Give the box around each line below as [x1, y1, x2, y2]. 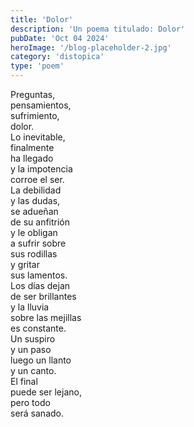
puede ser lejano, [10, 386, 82, 398]
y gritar [10, 259, 40, 270]
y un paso [10, 344, 52, 355]
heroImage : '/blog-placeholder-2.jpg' [10, 42, 172, 53]
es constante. [10, 322, 67, 334]
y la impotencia [10, 163, 73, 175]
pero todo [10, 397, 51, 408]
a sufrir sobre [10, 237, 67, 249]
